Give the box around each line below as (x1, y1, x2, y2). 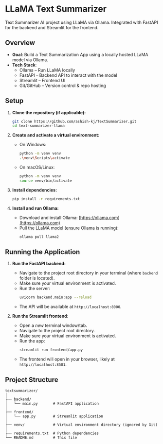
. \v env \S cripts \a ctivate (19, 155, 70, 161)
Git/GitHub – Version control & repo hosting (19, 83, 106, 88)
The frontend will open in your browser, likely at (19, 356, 115, 362)
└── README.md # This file (5, 435, 77, 440)
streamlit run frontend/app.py (19, 347, 83, 353)
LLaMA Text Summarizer (5, 3, 107, 15)
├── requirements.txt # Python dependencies (5, 431, 99, 436)
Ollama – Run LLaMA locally (19, 67, 75, 73)
